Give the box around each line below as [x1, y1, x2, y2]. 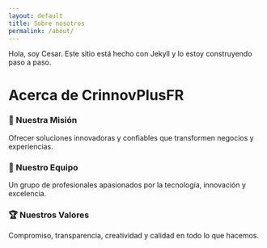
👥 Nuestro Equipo [8, 162, 78, 173]
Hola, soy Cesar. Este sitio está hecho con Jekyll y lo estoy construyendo [8, 49, 252, 59]
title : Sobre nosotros [8, 19, 85, 27]
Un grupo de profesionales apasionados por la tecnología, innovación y [8, 180, 247, 190]
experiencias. [8, 141, 54, 151]
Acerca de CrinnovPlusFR [8, 86, 184, 104]
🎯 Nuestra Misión [8, 115, 78, 126]
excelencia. [8, 189, 47, 199]
